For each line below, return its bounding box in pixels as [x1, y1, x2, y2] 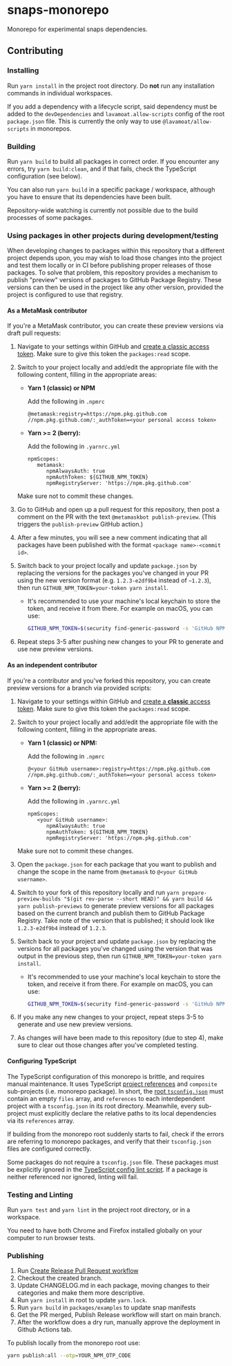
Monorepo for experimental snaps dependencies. [7, 25, 148, 33]
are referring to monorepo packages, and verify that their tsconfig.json [7, 1137, 212, 1145]
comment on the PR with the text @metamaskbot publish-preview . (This [17, 513, 217, 521]
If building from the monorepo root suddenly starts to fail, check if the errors [7, 1129, 224, 1138]
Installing [7, 66, 39, 75]
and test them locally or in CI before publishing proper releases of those [7, 261, 212, 270]
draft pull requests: [7, 329, 61, 338]
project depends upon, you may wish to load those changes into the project [7, 254, 222, 262]
